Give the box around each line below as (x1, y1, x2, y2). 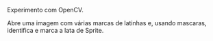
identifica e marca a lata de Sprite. (7, 27, 104, 34)
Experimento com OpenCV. (7, 6, 84, 14)
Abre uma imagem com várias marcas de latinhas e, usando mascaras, (7, 19, 207, 27)
